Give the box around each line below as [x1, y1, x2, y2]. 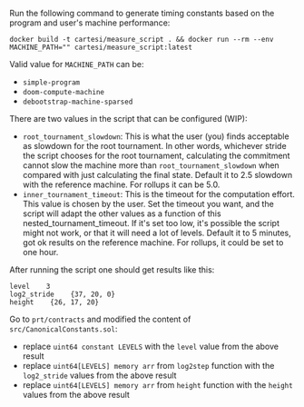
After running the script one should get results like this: [9, 264, 215, 275]
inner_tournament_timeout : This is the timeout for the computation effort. [22, 189, 295, 199]
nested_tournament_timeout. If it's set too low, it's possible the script [22, 218, 279, 228]
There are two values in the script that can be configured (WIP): [9, 114, 248, 124]
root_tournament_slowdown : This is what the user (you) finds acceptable [22, 131, 289, 142]
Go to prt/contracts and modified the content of [9, 313, 191, 324]
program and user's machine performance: [9, 17, 171, 28]
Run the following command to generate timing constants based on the [9, 8, 275, 18]
